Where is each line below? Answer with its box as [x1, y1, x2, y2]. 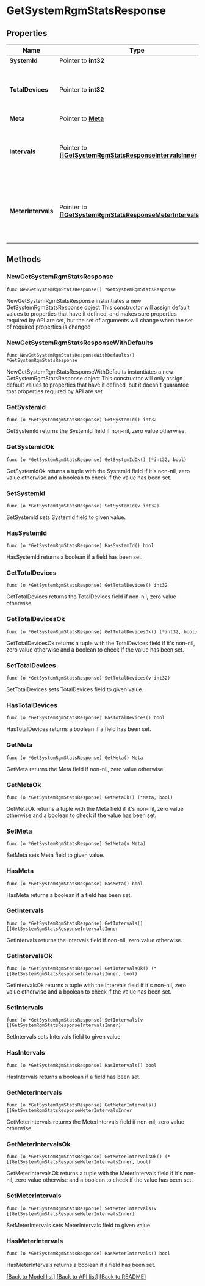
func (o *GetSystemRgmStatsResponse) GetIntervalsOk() [6, 965, 149, 972]
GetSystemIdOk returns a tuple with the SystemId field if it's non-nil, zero [6, 467, 190, 474]
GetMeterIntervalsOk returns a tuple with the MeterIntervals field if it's [6, 1170, 183, 1177]
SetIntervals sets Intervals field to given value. [6, 1033, 122, 1041]
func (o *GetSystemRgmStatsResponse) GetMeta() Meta [6, 755, 143, 761]
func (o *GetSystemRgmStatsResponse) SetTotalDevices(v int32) [6, 675, 171, 681]
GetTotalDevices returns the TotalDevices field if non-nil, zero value [6, 593, 176, 600]
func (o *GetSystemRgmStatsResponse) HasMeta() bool [6, 881, 143, 887]
